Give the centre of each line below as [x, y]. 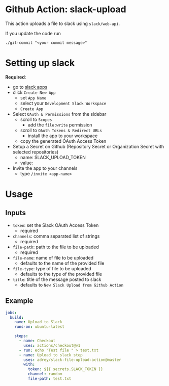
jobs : [11, 313]
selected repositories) [36, 152]
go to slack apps [30, 87]
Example [19, 301]
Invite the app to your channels [45, 168]
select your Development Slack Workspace [63, 103]
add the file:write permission [60, 125]
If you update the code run [33, 33]
